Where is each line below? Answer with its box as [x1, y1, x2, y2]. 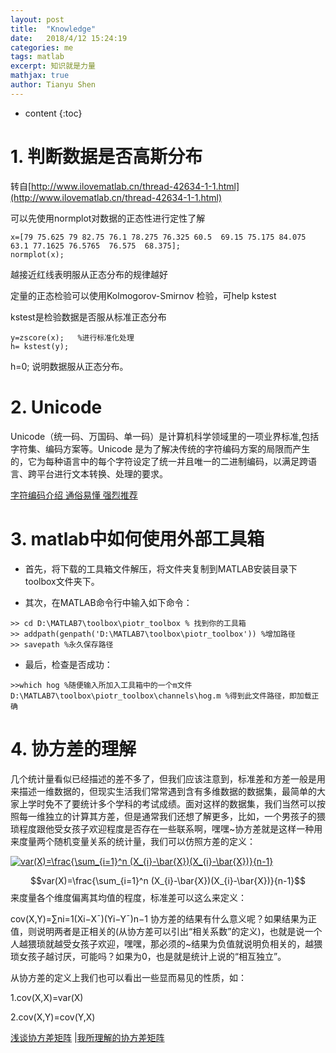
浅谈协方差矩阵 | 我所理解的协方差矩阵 [10, 1031, 165, 1043]
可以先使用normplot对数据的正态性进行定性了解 [10, 212, 206, 224]
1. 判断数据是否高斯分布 [10, 145, 203, 168]
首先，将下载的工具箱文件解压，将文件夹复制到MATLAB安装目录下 [24, 562, 298, 575]
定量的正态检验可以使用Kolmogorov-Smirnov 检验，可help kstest [10, 289, 277, 301]
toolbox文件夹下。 [24, 575, 100, 587]
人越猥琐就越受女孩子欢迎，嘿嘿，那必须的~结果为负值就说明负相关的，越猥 [10, 937, 323, 950]
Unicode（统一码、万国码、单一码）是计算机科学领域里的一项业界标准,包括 [10, 430, 320, 442]
